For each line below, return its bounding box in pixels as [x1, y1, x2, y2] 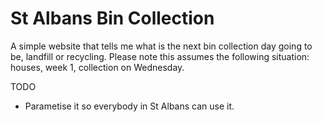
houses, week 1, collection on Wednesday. [10, 61, 185, 73]
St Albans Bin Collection [10, 7, 215, 30]
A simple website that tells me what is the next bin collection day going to [10, 40, 313, 52]
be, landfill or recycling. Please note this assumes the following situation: [10, 50, 310, 62]
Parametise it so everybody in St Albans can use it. [24, 100, 235, 112]
